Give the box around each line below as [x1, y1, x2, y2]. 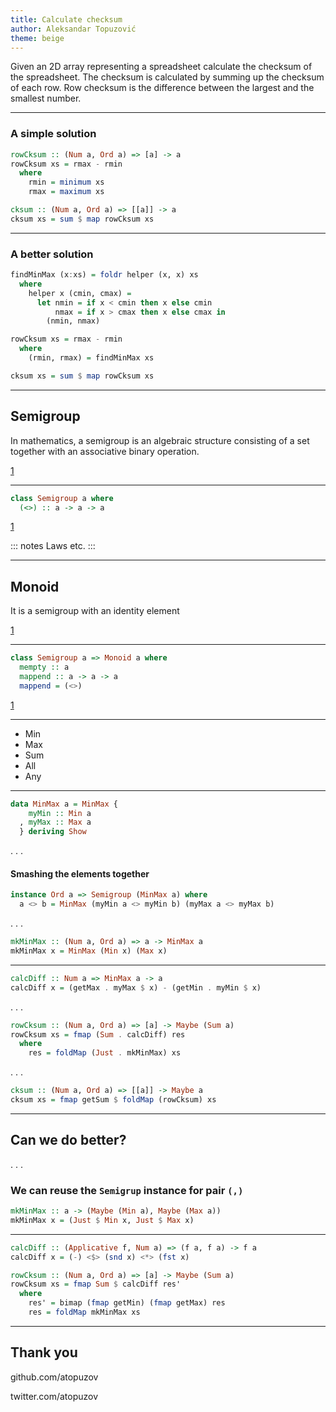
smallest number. [10, 92, 82, 105]
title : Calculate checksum [10, 14, 123, 25]
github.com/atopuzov [10, 1371, 99, 1383]
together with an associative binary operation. [10, 445, 200, 457]
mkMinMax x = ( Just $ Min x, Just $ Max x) [10, 1215, 195, 1225]
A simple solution [10, 127, 97, 141]
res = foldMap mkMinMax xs [28, 1307, 141, 1318]
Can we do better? [10, 1132, 127, 1149]
